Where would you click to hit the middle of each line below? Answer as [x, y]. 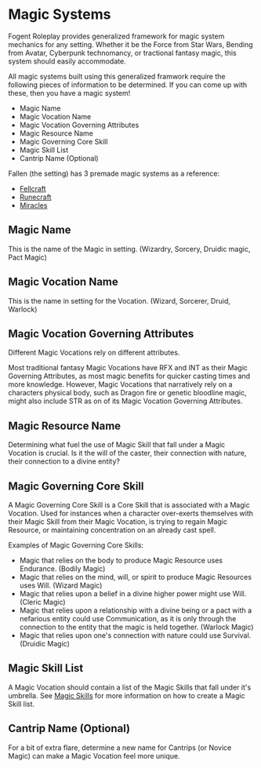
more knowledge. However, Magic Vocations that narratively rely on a [120, 384]
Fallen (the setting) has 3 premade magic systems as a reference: [114, 173]
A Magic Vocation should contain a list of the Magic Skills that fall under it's [130, 687]
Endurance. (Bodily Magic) [62, 569]
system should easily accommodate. [67, 61]
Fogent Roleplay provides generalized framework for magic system [116, 36]
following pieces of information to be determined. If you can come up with [128, 85]
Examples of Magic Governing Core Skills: [76, 545]
